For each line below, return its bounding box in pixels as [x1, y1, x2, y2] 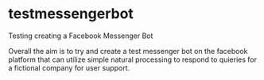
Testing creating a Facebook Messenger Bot [8, 31, 153, 40]
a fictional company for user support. [8, 63, 130, 72]
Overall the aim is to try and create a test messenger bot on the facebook [8, 46, 248, 55]
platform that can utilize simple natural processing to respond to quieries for [8, 55, 257, 64]
